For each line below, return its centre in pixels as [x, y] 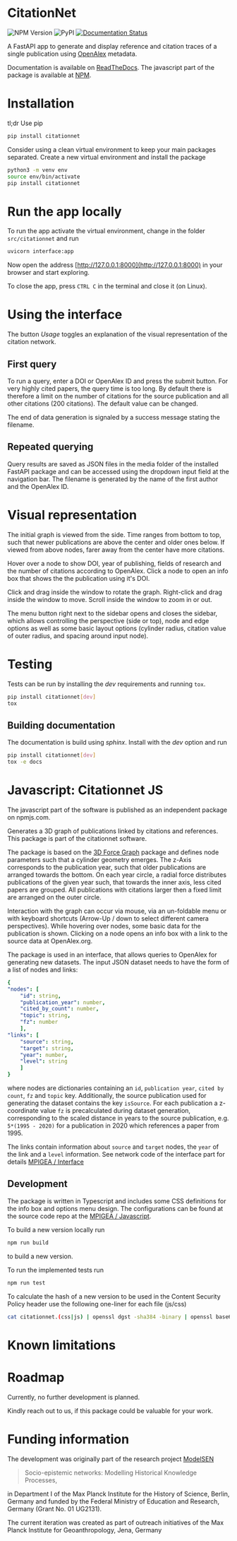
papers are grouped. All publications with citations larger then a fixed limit [115, 890]
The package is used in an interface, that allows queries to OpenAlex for [112, 955]
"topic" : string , [45, 1015]
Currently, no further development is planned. [74, 1397]
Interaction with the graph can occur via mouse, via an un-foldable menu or [117, 911]
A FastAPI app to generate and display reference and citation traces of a [112, 46]
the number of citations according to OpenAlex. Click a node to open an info [118, 571]
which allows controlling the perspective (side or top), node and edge [108, 620]
